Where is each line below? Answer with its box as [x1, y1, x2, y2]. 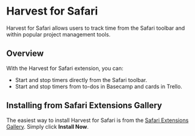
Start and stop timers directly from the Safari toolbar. [15, 76, 148, 83]
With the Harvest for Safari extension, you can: [6, 64, 123, 72]
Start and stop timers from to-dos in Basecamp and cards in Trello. [15, 83, 182, 90]
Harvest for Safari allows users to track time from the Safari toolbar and [6, 24, 185, 32]
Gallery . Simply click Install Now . [6, 123, 89, 130]
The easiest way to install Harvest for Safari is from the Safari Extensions [6, 117, 189, 124]
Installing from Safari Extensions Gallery [6, 100, 162, 110]
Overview [6, 49, 44, 59]
